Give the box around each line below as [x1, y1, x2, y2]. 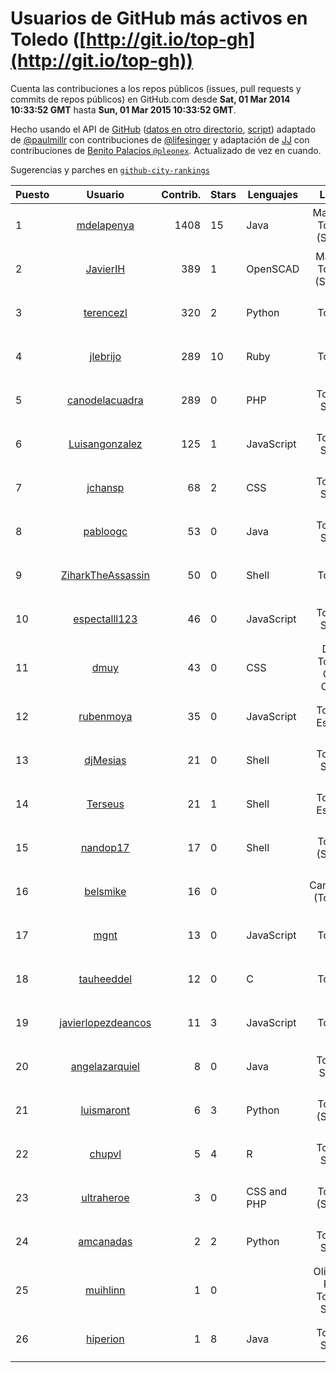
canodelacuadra [66, 393, 144, 407]
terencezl [83, 305, 128, 319]
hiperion [86, 1332, 125, 1346]
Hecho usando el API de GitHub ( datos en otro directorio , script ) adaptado [10, 123, 317, 135]
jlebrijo [89, 349, 122, 363]
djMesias [84, 753, 127, 767]
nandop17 [80, 840, 130, 854]
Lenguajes [247, 187, 299, 201]
